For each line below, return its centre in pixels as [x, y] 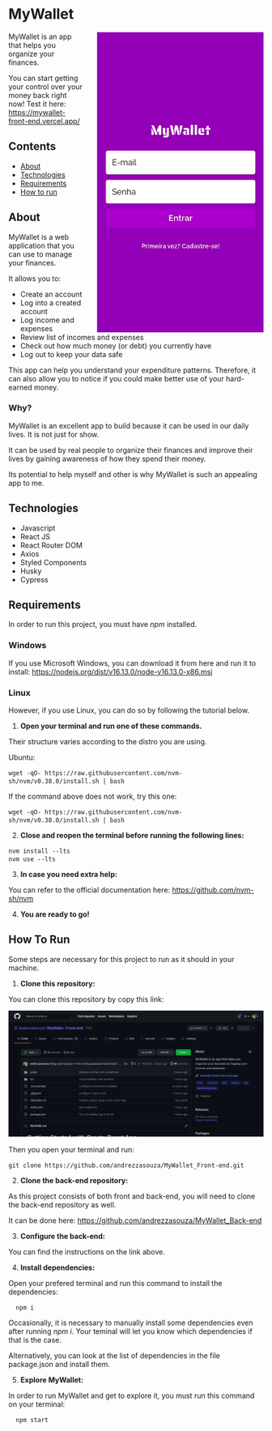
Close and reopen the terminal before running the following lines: [132, 836]
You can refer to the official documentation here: [89, 890]
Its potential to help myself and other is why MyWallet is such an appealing [133, 474]
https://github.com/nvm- [213, 890]
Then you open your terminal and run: [72, 1150]
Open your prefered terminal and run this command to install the [115, 1284]
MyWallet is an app [40, 36]
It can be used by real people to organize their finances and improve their [131, 449]
